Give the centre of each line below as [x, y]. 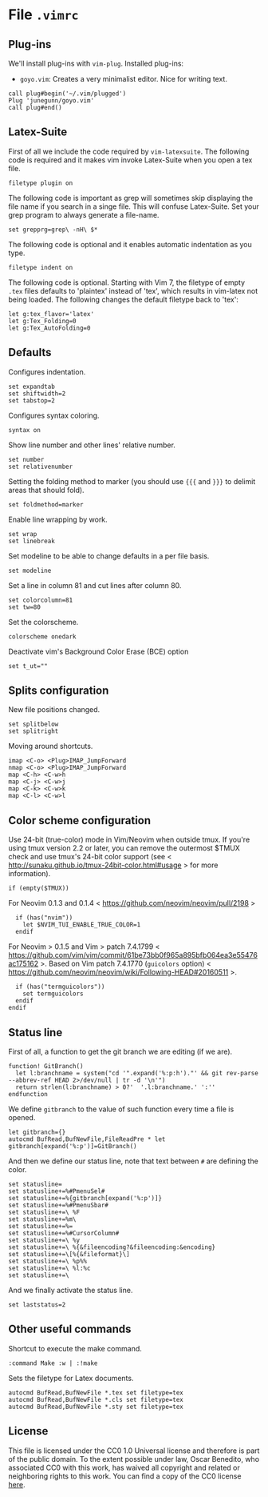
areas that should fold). [47, 490]
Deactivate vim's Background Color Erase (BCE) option [99, 651]
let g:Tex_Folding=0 [43, 321]
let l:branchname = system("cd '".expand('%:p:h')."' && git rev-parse [137, 1074]
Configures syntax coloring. [54, 415]
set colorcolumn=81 [41, 600]
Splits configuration [59, 691]
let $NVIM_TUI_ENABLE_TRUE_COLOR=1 [82, 925]
